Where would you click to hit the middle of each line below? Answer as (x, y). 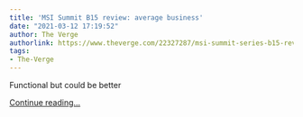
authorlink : (32, 43)
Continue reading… (45, 103)
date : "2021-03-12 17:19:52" (64, 26)
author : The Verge (44, 34)
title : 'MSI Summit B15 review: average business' (106, 18)
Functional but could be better (65, 85)
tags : (19, 51)
